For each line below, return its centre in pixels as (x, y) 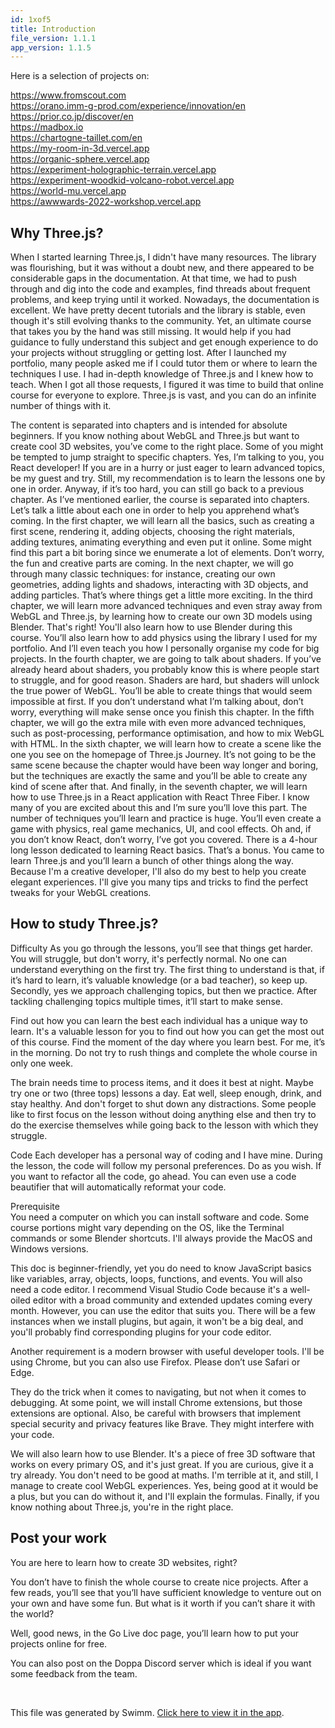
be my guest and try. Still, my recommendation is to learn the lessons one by (168, 478)
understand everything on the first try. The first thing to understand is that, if (167, 969)
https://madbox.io (47, 127)
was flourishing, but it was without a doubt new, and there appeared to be (162, 268)
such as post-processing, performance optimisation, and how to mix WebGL (167, 733)
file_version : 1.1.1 (53, 38)
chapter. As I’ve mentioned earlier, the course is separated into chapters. (160, 500)
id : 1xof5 (31, 19)
